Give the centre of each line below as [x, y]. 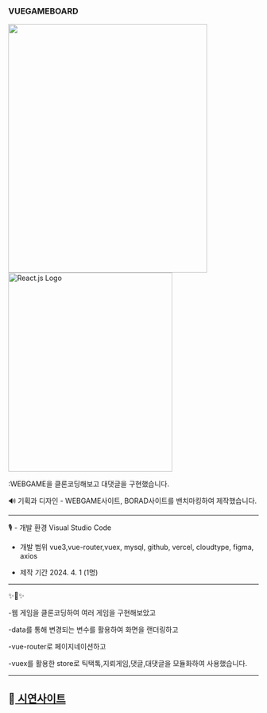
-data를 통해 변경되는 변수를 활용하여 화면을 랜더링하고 [93, 629]
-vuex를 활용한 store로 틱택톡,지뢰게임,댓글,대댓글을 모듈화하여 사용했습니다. [128, 664]
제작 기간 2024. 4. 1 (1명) [59, 573]
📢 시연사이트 [37, 698]
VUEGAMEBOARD [43, 11]
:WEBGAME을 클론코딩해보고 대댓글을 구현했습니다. [89, 484]
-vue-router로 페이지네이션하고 [57, 647]
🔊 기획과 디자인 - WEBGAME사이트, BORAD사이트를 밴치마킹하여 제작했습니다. [133, 501]
